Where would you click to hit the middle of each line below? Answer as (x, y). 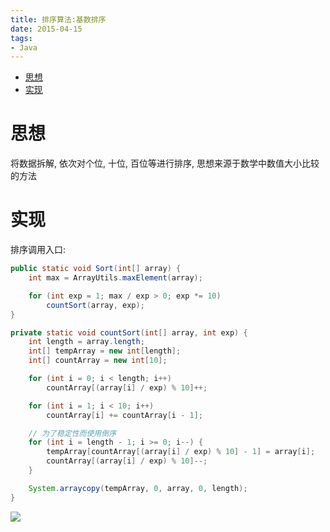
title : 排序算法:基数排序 (58, 19)
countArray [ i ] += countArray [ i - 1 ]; (124, 415)
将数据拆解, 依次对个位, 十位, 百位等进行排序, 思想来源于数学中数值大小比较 (165, 163)
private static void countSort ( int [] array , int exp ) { (129, 332)
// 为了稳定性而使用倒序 (72, 433)
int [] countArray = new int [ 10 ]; (98, 361)
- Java (24, 47)
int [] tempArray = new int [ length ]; (105, 351)
